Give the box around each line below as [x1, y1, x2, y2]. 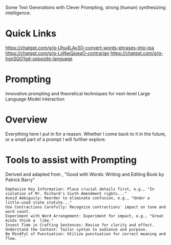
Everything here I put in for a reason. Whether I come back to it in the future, [5, 131, 166, 137]
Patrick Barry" [5, 176, 35, 182]
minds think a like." [5, 218, 54, 223]
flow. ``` [5, 236, 27, 241]
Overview [5, 114, 48, 126]
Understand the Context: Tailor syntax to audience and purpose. [5, 227, 147, 232]
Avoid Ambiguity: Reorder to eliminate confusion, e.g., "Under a [5, 195, 150, 200]
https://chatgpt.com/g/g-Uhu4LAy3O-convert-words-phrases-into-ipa [5, 45, 155, 51]
